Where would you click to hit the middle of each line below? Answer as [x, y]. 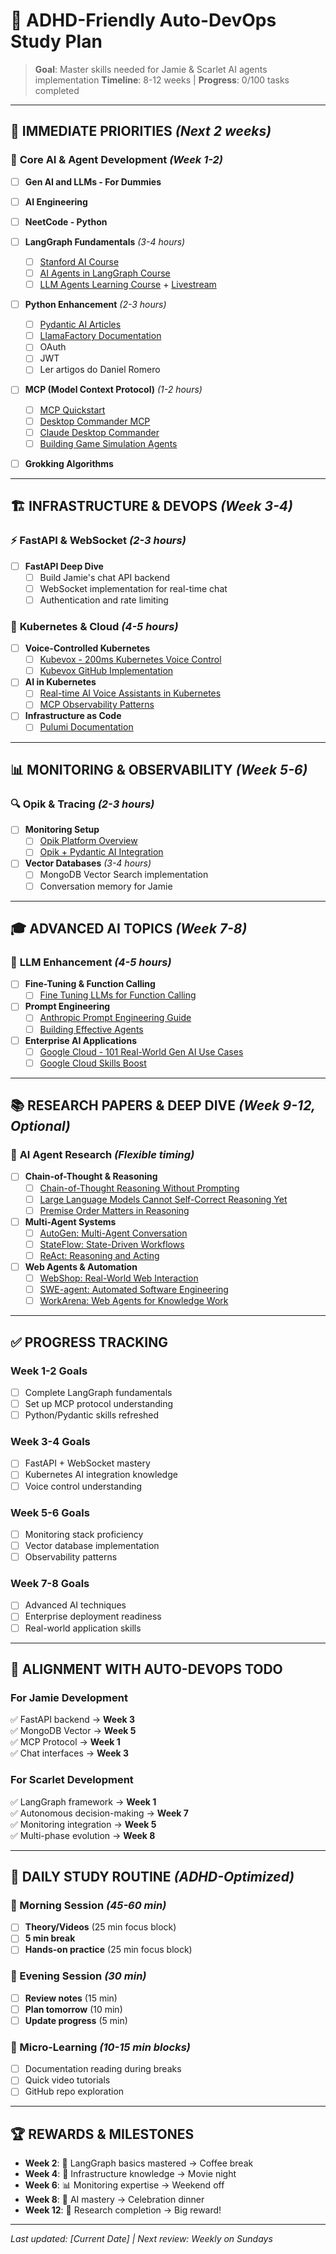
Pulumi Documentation [86, 727]
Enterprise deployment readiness [93, 1616]
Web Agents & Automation [81, 1266]
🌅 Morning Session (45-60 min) [88, 1905]
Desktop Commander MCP [95, 421]
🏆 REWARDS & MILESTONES [102, 2134]
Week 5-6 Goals [50, 1512]
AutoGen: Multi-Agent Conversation [113, 1233]
